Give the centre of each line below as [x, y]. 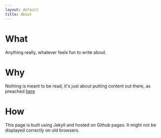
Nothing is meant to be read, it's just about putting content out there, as [78, 86]
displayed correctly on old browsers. [42, 130]
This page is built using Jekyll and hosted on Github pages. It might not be [81, 125]
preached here [20, 92]
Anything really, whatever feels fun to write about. [56, 52]
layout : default [22, 10]
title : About [19, 14]
